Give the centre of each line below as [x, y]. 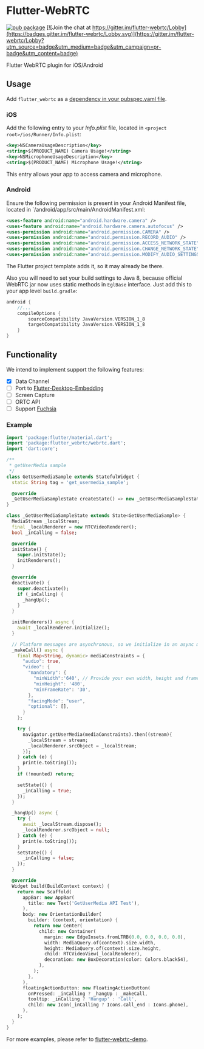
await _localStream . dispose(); [62, 825]
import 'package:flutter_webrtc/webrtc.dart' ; [66, 443]
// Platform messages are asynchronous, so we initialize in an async [103, 644]
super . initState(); [42, 555]
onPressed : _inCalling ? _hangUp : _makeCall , [88, 994]
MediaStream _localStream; [46, 521]
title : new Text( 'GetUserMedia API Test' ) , [84, 903]
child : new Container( [67, 931]
